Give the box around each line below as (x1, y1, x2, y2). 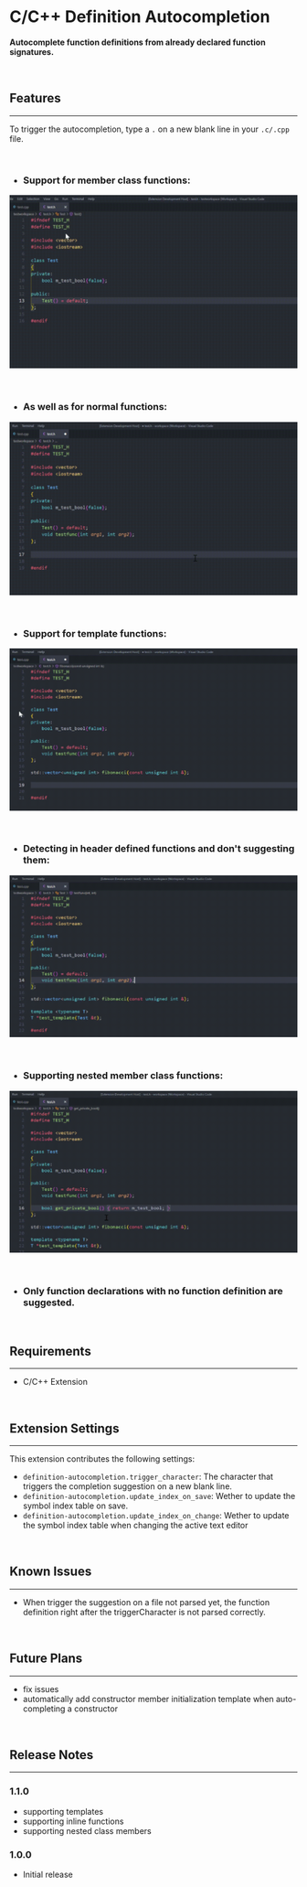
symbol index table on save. (22, 1500, 129, 1511)
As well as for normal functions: (22, 401, 167, 413)
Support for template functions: (22, 627, 167, 639)
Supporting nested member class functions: (22, 1069, 224, 1082)
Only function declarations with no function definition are (22, 1285, 283, 1298)
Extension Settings (9, 1421, 120, 1436)
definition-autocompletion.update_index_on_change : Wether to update (22, 1510, 290, 1521)
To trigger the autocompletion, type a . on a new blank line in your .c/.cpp (9, 123, 290, 134)
